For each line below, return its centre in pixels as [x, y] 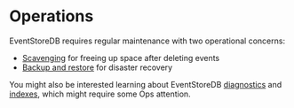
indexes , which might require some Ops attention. [100, 94]
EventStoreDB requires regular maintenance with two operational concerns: [147, 41]
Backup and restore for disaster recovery [97, 67]
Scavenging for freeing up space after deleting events [121, 58]
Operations [52, 16]
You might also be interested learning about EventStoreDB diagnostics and [146, 84]
